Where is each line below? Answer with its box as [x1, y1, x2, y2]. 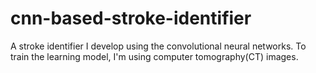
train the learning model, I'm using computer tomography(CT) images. [10, 50, 299, 62]
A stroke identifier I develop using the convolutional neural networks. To [10, 40, 307, 52]
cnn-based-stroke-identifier [10, 7, 252, 30]
